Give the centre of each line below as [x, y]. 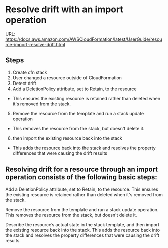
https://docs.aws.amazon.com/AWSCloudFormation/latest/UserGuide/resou [84, 39]
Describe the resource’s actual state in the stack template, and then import [82, 224]
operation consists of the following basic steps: [81, 177]
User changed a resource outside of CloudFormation [67, 78]
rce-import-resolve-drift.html [35, 44]
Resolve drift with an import [64, 9]
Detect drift [24, 83]
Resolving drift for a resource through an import [82, 169]
